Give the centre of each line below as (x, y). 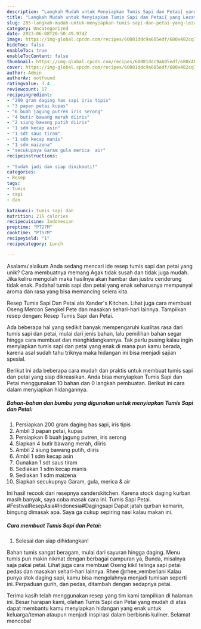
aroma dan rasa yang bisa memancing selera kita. (68, 291)
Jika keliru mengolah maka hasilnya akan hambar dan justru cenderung (94, 278)
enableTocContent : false (38, 56)
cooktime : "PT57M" (30, 233)
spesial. (16, 359)
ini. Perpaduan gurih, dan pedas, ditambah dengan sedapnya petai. (89, 584)
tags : (13, 183)
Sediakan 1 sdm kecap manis (51, 469)
